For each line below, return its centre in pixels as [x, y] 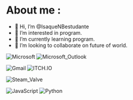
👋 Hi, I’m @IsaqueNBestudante [52, 26]
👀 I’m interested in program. [48, 32]
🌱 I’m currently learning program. [55, 39]
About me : [34, 10]
